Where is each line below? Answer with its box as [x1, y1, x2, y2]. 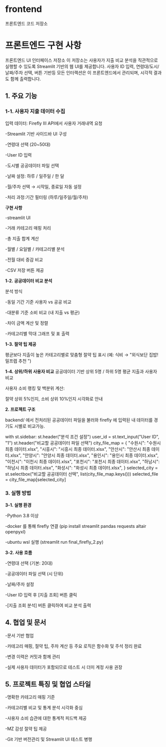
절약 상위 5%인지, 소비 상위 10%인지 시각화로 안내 [5, 396, 103, 402]
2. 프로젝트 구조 [5, 406, 36, 412]
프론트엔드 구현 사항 [5, 40, 82, 51]
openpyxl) [5, 528, 26, 535]
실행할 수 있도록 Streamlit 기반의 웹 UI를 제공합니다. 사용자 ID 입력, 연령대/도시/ [5, 63, 160, 69]
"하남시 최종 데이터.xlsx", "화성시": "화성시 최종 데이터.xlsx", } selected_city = [5, 465, 158, 471]
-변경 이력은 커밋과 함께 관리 [5, 654, 61, 660]
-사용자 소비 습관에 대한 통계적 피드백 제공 [5, 715, 87, 721]
